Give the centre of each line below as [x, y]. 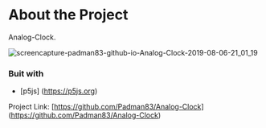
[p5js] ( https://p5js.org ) [59, 91]
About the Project [68, 15]
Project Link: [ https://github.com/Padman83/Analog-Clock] [106, 107]
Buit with [26, 73]
